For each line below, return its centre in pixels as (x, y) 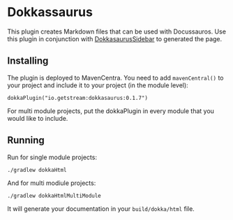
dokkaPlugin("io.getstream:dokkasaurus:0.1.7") (78, 98)
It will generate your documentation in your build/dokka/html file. (101, 208)
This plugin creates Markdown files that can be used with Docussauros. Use (117, 31)
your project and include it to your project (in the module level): (98, 85)
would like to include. (38, 118)
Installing (28, 61)
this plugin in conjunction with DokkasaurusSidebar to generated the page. (115, 38)
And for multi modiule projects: (52, 183)
